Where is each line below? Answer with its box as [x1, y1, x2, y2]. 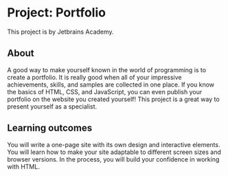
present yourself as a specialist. [7, 102, 98, 111]
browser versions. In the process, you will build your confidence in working [7, 155, 220, 163]
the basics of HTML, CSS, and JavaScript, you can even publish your [7, 87, 203, 96]
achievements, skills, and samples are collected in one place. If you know [7, 80, 215, 89]
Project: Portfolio [7, 5, 106, 21]
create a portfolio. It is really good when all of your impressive [7, 73, 182, 81]
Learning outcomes [7, 122, 93, 134]
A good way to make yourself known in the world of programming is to [7, 65, 207, 74]
